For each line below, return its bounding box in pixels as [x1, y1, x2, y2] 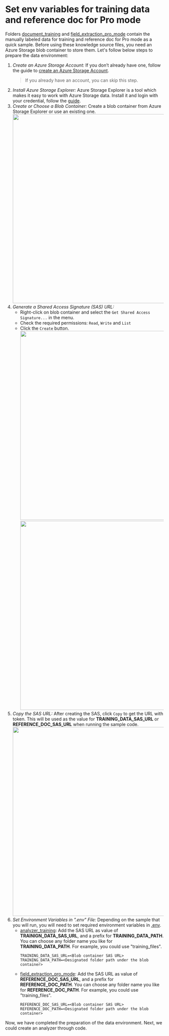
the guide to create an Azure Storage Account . [12, 67, 109, 74]
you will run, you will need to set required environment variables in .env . [12, 922, 161, 928]
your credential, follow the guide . [12, 97, 81, 104]
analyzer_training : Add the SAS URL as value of [20, 927, 118, 933]
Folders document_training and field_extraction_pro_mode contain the [5, 31, 150, 37]
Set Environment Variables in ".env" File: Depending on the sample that [12, 917, 160, 923]
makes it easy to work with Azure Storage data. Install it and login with [12, 92, 158, 98]
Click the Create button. [20, 325, 69, 331]
